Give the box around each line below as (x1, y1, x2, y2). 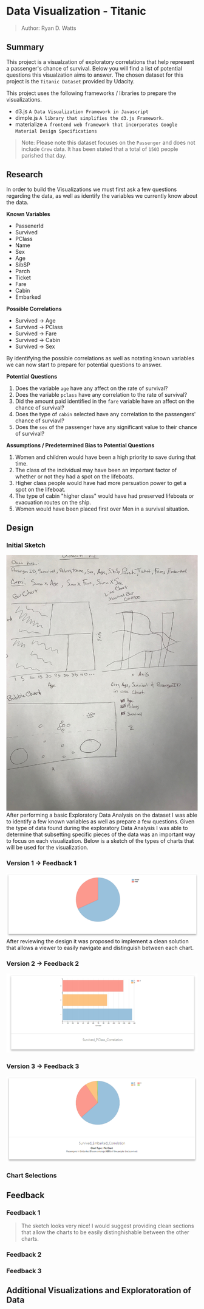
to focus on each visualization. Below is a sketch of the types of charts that (6, 837, 194, 845)
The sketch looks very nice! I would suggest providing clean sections (21, 1222, 194, 1229)
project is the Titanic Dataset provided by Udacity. (6, 77, 135, 85)
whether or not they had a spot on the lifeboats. (15, 473, 135, 480)
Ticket (15, 274, 32, 281)
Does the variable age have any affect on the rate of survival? (15, 385, 168, 392)
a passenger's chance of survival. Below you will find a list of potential (6, 65, 183, 72)
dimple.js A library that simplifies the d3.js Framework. (15, 114, 165, 121)
